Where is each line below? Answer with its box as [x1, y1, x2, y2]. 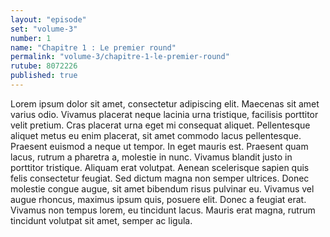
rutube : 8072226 [10, 61, 78, 71]
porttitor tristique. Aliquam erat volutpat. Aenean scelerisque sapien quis [10, 161, 310, 173]
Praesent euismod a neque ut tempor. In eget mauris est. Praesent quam [10, 140, 309, 152]
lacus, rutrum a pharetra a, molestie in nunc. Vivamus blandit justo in [10, 151, 293, 163]
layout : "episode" [10, 14, 87, 25]
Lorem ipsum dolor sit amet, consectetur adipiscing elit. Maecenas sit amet [10, 97, 320, 110]
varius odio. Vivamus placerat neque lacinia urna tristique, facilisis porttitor [10, 108, 319, 120]
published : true [10, 71, 78, 81]
